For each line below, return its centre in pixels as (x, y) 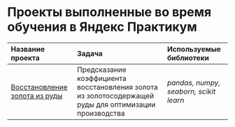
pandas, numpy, (194, 82)
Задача (90, 53)
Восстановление (39, 87)
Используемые (194, 49)
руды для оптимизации (116, 104)
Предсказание (101, 69)
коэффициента (102, 78)
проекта (25, 58)
